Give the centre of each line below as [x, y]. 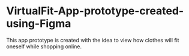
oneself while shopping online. [44, 46]
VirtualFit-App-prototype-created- [95, 11]
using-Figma [39, 24]
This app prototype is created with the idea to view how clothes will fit [93, 40]
